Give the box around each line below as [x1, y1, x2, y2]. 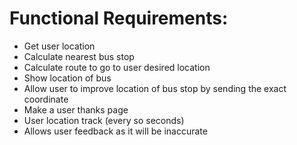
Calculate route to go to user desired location [23, 61, 211, 73]
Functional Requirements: [9, 7, 229, 30]
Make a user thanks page [23, 103, 129, 116]
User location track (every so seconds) [23, 114, 185, 126]
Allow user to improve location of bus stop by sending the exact [23, 82, 287, 94]
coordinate [23, 93, 69, 105]
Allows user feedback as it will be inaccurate [23, 125, 208, 137]
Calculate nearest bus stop [23, 50, 135, 62]
